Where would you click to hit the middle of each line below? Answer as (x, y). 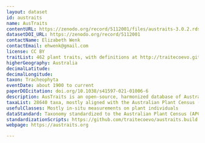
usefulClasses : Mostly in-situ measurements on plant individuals (92, 108)
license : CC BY (26, 52)
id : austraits (24, 18)
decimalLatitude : (28, 68)
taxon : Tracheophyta (33, 80)
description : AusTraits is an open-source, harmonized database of (94, 97)
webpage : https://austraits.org (47, 125)
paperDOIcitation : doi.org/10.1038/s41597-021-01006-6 (77, 91)
